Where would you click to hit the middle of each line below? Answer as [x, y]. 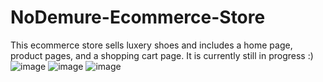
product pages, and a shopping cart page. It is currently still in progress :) [162, 55]
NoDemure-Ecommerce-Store [138, 17]
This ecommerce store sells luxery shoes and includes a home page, [151, 45]
